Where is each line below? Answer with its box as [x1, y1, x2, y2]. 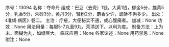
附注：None [5, 36, 31, 42]
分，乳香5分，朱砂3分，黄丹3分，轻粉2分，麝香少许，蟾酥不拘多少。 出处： [5, 11, 165, 17]
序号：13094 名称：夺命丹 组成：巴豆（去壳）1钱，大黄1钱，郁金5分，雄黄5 [5, 5, 164, 10]
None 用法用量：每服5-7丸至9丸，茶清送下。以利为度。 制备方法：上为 [14, 24, 163, 30]
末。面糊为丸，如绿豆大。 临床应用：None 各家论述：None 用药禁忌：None [5, 30, 164, 36]
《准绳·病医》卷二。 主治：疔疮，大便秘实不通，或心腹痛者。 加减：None [5, 17, 157, 23]
